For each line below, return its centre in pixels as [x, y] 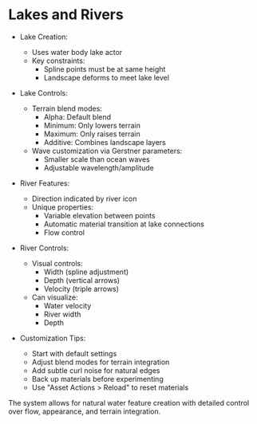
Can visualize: [55, 297]
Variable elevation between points [99, 215]
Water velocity [67, 305]
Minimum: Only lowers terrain [92, 125]
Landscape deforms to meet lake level [107, 77]
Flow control [64, 232]
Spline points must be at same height [105, 69]
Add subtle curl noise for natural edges [96, 370]
